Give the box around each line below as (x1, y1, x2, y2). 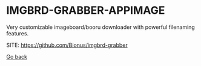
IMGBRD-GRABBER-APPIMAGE (6, 4, 165, 17)
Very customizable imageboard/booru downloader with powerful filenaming (6, 23, 195, 31)
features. (6, 29, 29, 37)
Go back (6, 53, 28, 60)
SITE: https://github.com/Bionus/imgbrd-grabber (6, 41, 128, 49)
